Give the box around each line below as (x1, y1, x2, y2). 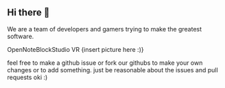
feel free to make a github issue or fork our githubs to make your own (7, 59, 203, 67)
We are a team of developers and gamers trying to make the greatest (7, 25, 202, 33)
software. (7, 32, 34, 40)
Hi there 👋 (7, 7, 50, 18)
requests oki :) (7, 73, 48, 81)
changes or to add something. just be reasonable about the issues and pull (7, 65, 218, 74)
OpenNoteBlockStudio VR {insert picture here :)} (7, 45, 144, 53)
